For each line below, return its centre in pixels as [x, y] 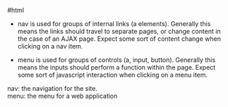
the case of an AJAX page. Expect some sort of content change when [119, 39]
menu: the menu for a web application [62, 96]
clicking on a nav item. [50, 46]
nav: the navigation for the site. [52, 88]
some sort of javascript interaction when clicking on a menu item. [113, 75]
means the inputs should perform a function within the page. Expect [116, 67]
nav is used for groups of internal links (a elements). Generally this [114, 24]
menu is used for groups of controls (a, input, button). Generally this [116, 60]
